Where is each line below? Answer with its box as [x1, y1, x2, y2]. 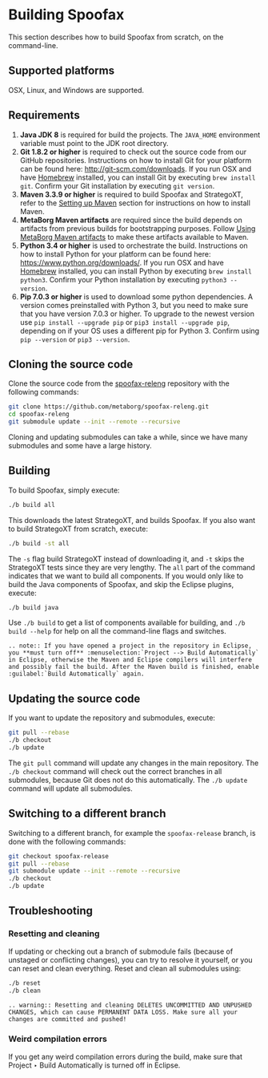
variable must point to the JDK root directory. [19, 138, 170, 148]
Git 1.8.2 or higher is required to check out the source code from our [19, 147, 247, 156]
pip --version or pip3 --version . [19, 334, 130, 344]
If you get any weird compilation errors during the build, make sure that [8, 1052, 242, 1061]
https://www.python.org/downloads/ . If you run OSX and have [19, 257, 224, 267]
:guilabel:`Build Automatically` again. [8, 670, 146, 679]
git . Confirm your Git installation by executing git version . [19, 180, 215, 190]
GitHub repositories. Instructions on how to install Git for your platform [19, 155, 252, 165]
